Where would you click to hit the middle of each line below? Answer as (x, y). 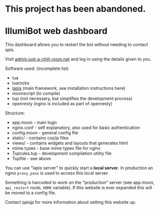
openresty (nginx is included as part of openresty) (62, 104)
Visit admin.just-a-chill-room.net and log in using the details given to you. (78, 59)
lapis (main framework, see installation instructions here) (69, 88)
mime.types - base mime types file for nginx (56, 148)
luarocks (21, 83)
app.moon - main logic (34, 123)
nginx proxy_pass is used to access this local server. (57, 173)
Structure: (15, 113)
